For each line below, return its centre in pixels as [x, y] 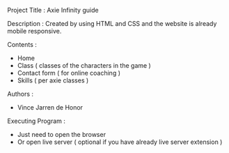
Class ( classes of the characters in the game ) [84, 65]
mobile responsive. [34, 31]
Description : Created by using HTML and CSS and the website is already [112, 23]
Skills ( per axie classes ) [53, 80]
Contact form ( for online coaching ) [69, 73]
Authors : [20, 94]
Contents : [22, 44]
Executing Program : [37, 121]
